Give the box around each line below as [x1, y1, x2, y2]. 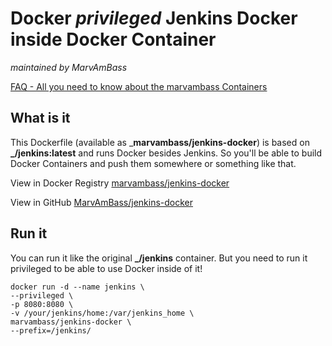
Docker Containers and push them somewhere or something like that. [10, 157, 297, 169]
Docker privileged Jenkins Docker [10, 7, 298, 30]
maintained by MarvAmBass [10, 61, 128, 73]
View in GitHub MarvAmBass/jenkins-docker [10, 196, 194, 208]
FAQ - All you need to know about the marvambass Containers [10, 80, 268, 92]
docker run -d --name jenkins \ [10, 282, 145, 292]
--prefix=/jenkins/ [10, 325, 92, 336]
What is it [10, 110, 71, 127]
